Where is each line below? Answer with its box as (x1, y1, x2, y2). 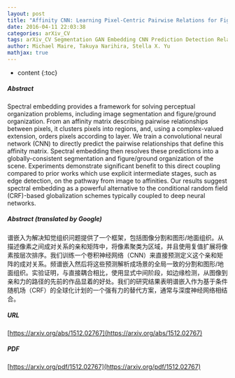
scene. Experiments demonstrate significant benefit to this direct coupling (7, 162, 220, 170)
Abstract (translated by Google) (7, 215, 103, 223)
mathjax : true (7, 50, 49, 57)
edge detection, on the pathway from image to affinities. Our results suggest (7, 176, 227, 185)
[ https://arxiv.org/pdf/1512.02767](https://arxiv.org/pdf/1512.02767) (7, 362, 201, 371)
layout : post (7, 10, 45, 17)
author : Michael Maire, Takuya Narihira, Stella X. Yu (7, 43, 171, 50)
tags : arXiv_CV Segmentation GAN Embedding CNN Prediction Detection (7, 36, 215, 43)
